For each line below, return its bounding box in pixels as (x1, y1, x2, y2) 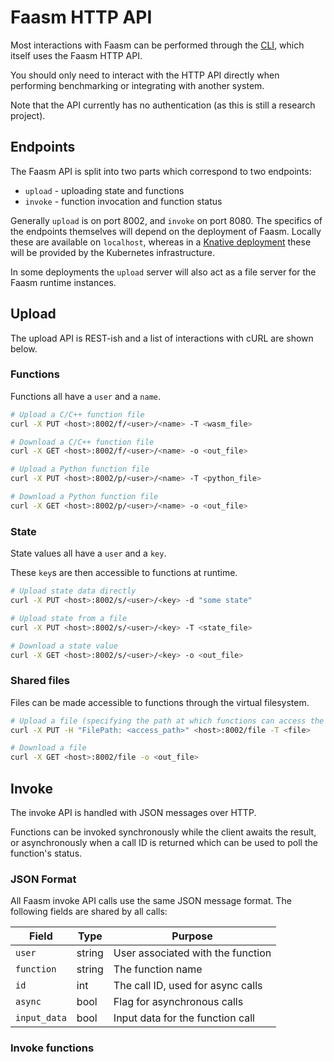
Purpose (171, 929, 213, 943)
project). (10, 109, 46, 121)
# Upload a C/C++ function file (10, 409, 145, 420)
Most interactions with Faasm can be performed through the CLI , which (10, 39, 305, 51)
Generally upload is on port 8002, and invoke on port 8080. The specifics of (10, 214, 323, 226)
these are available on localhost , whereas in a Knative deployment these (10, 236, 312, 248)
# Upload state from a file (10, 613, 128, 623)
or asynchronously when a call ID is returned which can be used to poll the (10, 837, 318, 849)
